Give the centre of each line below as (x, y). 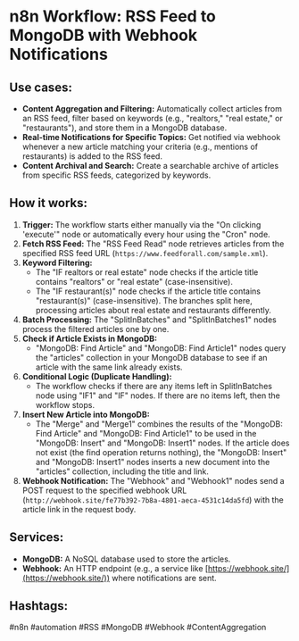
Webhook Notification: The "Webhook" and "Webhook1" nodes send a (153, 480)
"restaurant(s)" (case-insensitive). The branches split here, (144, 300)
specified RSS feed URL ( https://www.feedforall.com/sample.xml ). (145, 253)
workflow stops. (65, 404)
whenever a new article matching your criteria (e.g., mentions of (140, 146)
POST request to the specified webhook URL (104, 490)
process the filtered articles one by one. (96, 329)
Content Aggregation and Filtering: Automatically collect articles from (152, 108)
